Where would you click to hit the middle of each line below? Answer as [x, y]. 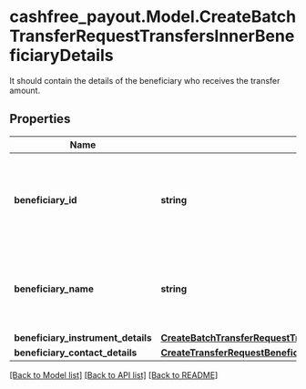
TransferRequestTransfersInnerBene [152, 36]
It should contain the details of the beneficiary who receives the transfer [145, 80]
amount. [25, 90]
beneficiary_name [54, 289]
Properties [40, 119]
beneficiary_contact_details [76, 353]
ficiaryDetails [61, 56]
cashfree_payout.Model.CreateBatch [153, 17]
